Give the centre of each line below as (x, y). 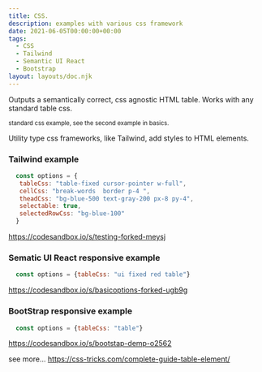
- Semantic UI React (50, 62)
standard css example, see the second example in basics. (89, 123)
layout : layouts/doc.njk (50, 76)
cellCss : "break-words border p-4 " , (85, 191)
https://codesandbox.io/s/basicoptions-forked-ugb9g (98, 290)
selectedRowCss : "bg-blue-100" (72, 214)
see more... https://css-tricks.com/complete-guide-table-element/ (119, 359)
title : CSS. (28, 16)
